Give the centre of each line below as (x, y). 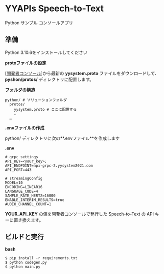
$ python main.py (23, 267)
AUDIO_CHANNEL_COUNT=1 (28, 204)
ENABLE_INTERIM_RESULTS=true (35, 200)
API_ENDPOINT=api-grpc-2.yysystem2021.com (49, 165)
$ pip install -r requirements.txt (41, 258)
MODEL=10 (14, 183)
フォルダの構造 (20, 90)
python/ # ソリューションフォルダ (36, 100)
